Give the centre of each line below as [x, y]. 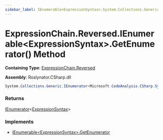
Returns [15, 99]
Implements [19, 122]
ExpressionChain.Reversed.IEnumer [80, 33]
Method [49, 54]
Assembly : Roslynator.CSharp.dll [38, 77]
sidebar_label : [20, 9]
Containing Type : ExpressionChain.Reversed [50, 68]
